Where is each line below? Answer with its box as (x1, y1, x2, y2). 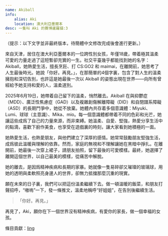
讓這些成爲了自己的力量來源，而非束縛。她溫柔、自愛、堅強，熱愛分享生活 (5, 118, 158, 124)
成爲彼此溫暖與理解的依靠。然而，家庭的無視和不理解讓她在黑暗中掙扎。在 (5, 141, 158, 147)
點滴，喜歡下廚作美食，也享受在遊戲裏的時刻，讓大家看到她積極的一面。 (9, 124, 158, 130)
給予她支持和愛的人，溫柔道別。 (9, 82, 75, 88)
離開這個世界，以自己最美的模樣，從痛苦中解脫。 (5, 153, 106, 159)
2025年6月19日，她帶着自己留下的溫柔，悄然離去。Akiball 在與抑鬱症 (5, 93, 148, 99)
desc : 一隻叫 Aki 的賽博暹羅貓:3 (5, 26, 68, 31)
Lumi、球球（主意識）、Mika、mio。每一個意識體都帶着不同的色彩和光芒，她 (5, 111, 162, 117)
